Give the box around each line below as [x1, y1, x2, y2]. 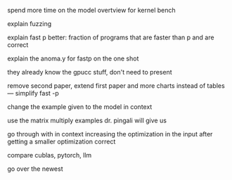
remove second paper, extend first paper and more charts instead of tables [7, 82, 225, 90]
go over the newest [7, 165, 63, 173]
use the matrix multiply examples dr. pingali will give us [7, 116, 167, 124]
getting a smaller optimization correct [7, 137, 116, 146]
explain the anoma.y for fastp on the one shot [7, 54, 139, 63]
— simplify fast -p [7, 89, 60, 97]
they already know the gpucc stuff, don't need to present [7, 68, 172, 76]
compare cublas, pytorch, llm [7, 151, 92, 159]
